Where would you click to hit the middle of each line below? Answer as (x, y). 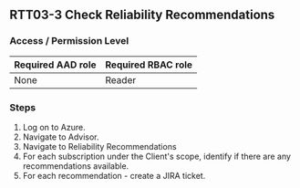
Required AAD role (56, 65)
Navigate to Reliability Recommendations (99, 146)
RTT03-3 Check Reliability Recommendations (142, 15)
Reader (121, 79)
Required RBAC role (149, 65)
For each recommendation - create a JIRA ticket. (114, 175)
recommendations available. (76, 166)
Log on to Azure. (54, 127)
